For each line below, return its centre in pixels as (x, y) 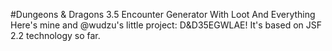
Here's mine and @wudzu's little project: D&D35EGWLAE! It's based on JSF (166, 25)
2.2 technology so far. (55, 35)
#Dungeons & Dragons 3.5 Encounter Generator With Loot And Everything (163, 14)
